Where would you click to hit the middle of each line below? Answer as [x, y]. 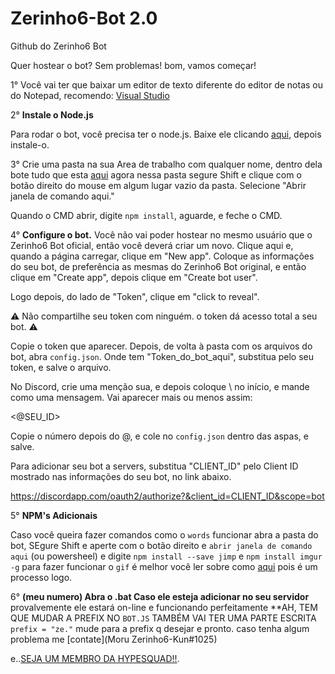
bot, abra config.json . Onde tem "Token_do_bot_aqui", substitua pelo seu [162, 356]
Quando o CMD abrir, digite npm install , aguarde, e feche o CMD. [146, 215]
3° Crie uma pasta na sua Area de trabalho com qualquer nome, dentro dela [166, 164]
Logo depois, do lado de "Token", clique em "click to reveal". [135, 296]
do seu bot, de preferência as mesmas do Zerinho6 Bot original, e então [158, 266]
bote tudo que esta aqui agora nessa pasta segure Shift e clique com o [156, 174]
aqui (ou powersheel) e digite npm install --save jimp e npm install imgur [166, 556]
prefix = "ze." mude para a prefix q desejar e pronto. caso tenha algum [160, 628]
